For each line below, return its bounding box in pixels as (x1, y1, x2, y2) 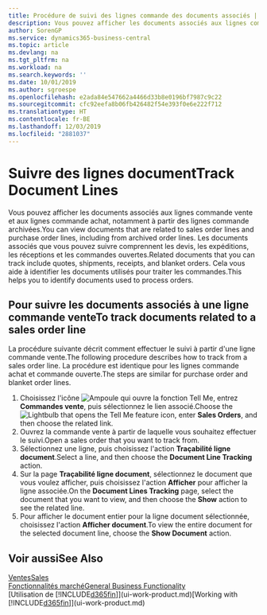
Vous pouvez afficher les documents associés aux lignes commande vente (8, 208, 253, 217)
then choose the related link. (19, 418, 114, 428)
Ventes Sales (8, 573, 49, 582)
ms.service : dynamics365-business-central (8, 33, 151, 42)
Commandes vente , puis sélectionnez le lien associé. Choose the (19, 402, 233, 411)
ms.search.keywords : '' (8, 71, 87, 79)
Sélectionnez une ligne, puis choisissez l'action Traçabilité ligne (19, 444, 231, 453)
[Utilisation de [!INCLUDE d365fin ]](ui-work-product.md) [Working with (8, 590, 238, 599)
